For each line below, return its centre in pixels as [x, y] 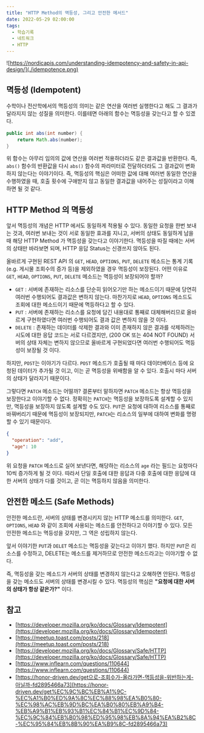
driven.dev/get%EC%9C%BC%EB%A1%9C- [71, 692]
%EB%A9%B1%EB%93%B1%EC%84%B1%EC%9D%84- [87, 711]
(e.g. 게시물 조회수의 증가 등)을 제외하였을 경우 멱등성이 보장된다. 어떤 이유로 [97, 269]
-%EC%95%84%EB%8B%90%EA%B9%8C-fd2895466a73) [91, 724]
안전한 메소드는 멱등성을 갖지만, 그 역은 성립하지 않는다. [72, 532]
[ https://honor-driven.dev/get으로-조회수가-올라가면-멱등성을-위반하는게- [104, 677]
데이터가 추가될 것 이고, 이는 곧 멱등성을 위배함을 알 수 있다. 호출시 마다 [101, 371]
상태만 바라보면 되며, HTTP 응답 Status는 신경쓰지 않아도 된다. [87, 249]
